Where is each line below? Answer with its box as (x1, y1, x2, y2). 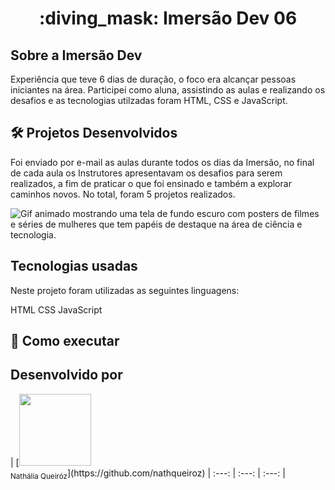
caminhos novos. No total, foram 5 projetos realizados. (10, 188, 236, 200)
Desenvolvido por (10, 367, 123, 384)
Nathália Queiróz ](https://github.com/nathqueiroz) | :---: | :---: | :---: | (10, 467, 286, 481)
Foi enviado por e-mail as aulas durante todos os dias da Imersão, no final (10, 156, 315, 168)
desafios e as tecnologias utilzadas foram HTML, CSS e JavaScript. (10, 95, 288, 106)
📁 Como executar (10, 333, 120, 350)
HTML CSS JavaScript (10, 303, 103, 316)
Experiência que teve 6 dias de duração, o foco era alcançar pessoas (10, 73, 297, 85)
